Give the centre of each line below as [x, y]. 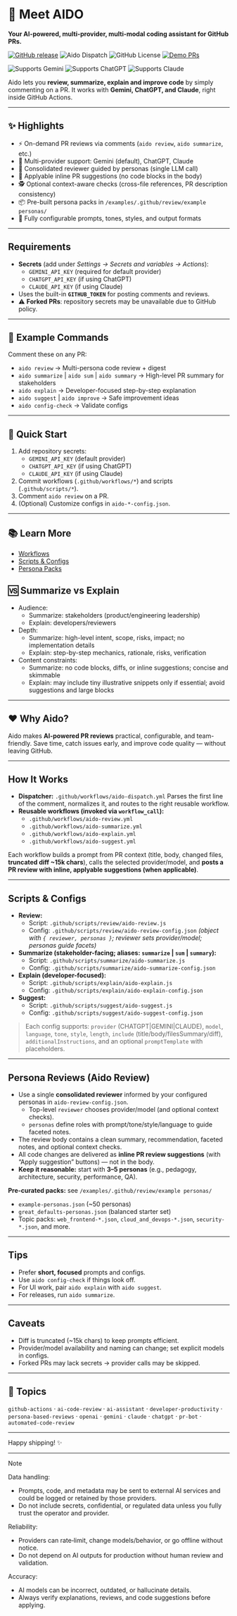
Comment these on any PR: [47, 354]
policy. [28, 308]
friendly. [20, 743]
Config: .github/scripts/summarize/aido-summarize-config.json [122, 968]
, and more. [54, 1227]
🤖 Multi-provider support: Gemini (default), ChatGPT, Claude [106, 161]
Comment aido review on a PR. [63, 496]
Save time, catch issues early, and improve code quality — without [130, 743]
